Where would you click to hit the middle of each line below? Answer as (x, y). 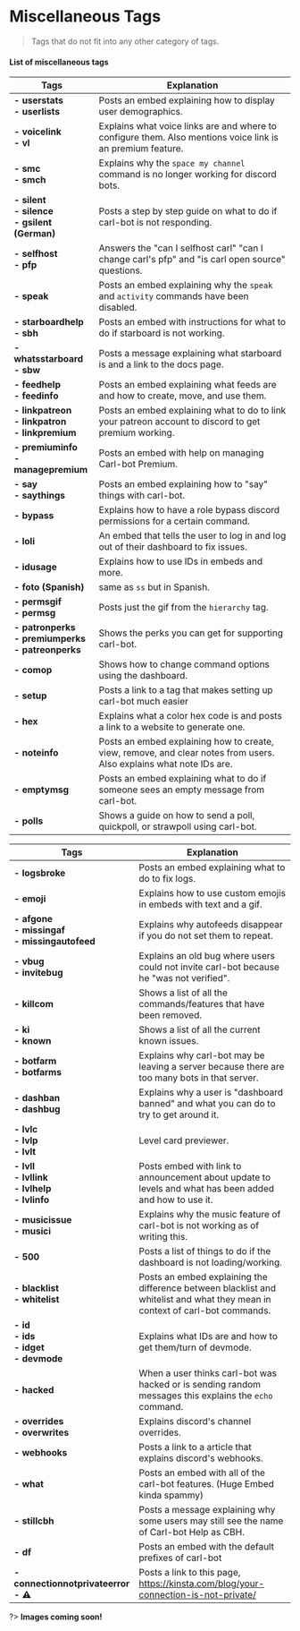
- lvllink (31, 1177)
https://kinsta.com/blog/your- (202, 1584)
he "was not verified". (184, 978)
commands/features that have (202, 1004)
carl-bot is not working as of (199, 1225)
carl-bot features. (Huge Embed (207, 1484)
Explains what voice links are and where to (187, 126)
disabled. (118, 308)
